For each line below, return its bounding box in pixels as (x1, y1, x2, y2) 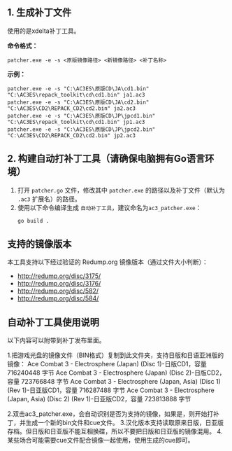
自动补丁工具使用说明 (7, 316, 99, 328)
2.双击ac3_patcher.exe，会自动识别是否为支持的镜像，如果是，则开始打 (7, 410, 214, 418)
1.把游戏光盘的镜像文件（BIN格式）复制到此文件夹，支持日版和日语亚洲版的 (7, 351, 224, 359)
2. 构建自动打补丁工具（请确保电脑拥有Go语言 (7, 153, 205, 165)
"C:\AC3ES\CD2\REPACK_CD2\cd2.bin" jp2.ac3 (7, 132, 136, 139)
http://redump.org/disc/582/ (17, 286, 99, 296)
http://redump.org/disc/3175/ (17, 272, 101, 280)
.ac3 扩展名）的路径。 (17, 195, 82, 203)
